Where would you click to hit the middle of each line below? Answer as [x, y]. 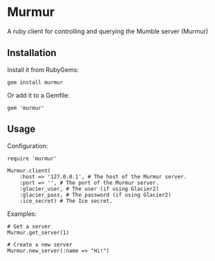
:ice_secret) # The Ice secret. [66, 201]
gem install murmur [35, 82]
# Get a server [29, 226]
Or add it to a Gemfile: [39, 95]
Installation [32, 53]
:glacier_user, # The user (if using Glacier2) [89, 189]
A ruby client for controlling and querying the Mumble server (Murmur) [108, 31]
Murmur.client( [29, 170]
